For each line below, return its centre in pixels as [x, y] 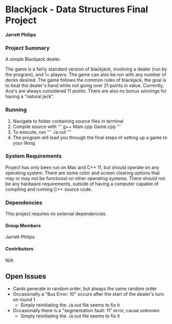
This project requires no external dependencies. [56, 214]
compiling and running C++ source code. [49, 189]
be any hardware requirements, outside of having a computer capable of [82, 184]
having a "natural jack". [30, 97]
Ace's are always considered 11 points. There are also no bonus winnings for [86, 91]
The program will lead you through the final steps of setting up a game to [90, 137]
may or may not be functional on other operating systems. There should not [85, 178]
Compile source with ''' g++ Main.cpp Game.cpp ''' [67, 127]
